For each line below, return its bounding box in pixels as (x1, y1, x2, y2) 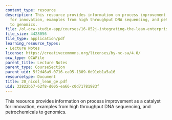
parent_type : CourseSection (5, 65, 66, 70)
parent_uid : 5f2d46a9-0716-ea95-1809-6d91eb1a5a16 (5, 70, 116, 75)
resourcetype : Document (5, 74, 56, 79)
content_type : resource (5, 7, 56, 13)
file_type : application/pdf (5, 36, 66, 42)
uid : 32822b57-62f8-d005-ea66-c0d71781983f (5, 84, 100, 89)
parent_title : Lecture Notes (5, 60, 68, 65)
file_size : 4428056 (5, 31, 47, 36)
